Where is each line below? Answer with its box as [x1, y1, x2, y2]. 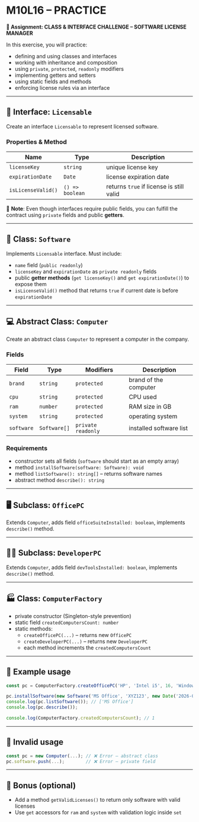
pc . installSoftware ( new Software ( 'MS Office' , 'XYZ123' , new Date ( [6, 694, 176, 699]
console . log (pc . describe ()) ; [6, 704, 78, 711]
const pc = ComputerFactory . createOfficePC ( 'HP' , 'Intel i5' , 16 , [6, 682, 174, 689]
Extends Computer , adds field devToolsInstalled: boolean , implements [6, 563, 178, 571]
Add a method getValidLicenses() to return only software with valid [14, 796, 181, 804]
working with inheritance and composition [14, 59, 117, 66]
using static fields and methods [14, 78, 92, 85]
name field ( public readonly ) [14, 261, 83, 268]
